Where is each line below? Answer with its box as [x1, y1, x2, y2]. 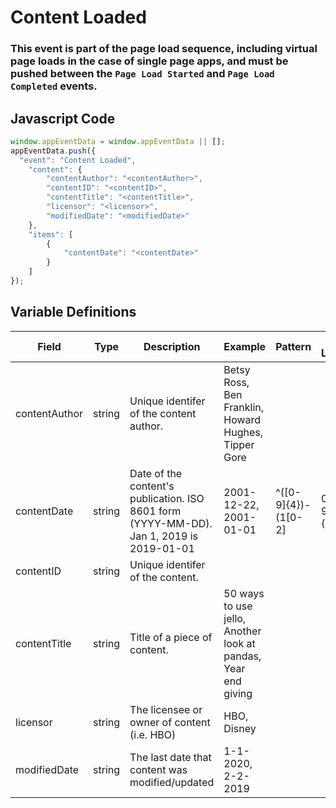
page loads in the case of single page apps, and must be [10, 54, 289, 68]
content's [129, 479, 175, 493]
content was [129, 762, 188, 776]
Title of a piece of [129, 630, 213, 644]
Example [223, 339, 267, 353]
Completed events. [10, 79, 98, 93]
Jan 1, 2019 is [129, 529, 199, 543]
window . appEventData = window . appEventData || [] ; [10, 136, 226, 146]
